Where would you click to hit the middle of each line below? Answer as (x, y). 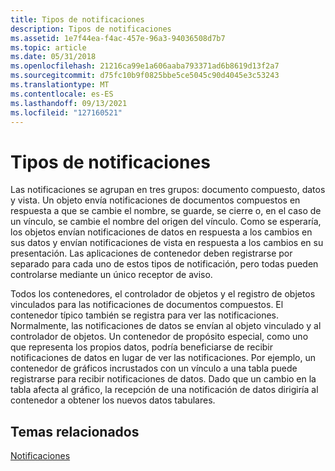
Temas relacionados (75, 431)
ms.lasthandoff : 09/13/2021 (69, 103)
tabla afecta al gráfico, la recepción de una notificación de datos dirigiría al (164, 390)
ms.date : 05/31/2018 (53, 57)
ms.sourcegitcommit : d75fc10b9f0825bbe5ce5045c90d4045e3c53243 (145, 76)
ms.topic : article (48, 47)
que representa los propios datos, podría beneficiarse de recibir (142, 347)
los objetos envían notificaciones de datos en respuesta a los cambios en (161, 232)
